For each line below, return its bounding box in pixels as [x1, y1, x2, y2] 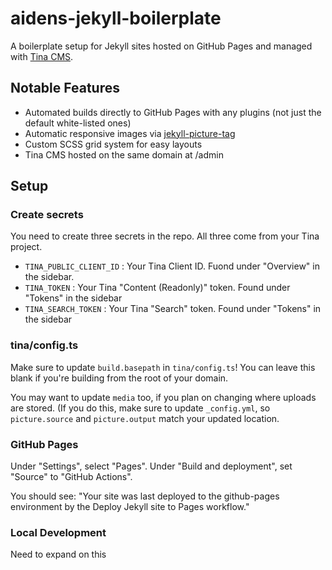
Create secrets [10, 208, 84, 222]
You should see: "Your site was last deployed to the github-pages [10, 490, 280, 502]
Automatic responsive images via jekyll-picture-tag [24, 127, 236, 139]
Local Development [10, 525, 107, 539]
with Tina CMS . [10, 50, 74, 62]
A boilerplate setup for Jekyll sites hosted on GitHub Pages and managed [10, 40, 313, 52]
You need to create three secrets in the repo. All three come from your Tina [10, 230, 320, 242]
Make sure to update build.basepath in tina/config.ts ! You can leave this [10, 361, 316, 373]
